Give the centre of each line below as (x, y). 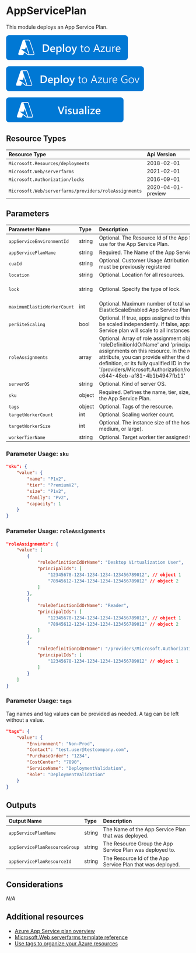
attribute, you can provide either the (142, 357)
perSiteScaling (27, 324)
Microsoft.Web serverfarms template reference (71, 937)
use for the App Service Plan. (134, 244)
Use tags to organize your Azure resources (66, 943)
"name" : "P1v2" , (47, 479)
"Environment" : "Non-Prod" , (61, 744)
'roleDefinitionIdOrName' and (134, 345)
